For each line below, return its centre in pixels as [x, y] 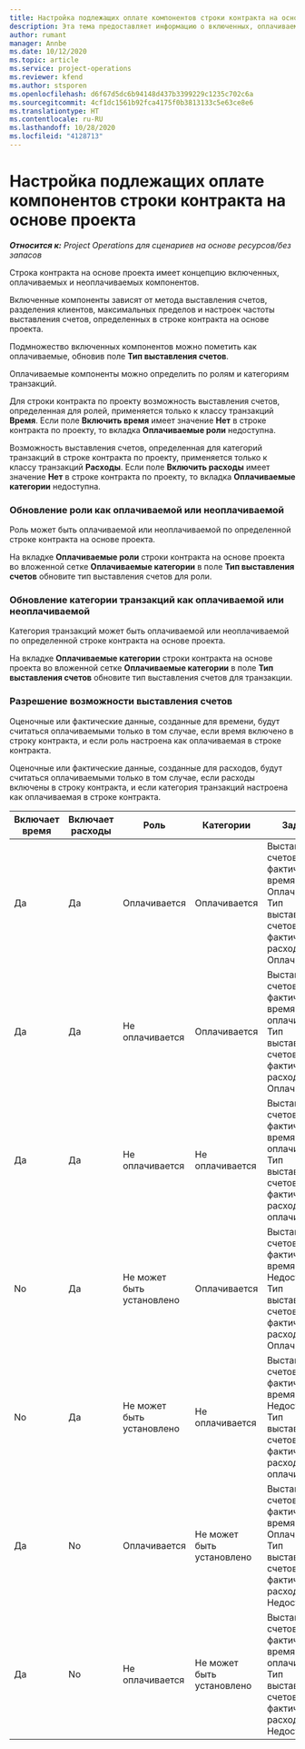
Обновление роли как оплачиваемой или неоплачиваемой [147, 510]
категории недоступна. [55, 486]
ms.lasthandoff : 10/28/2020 [63, 128]
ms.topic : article [44, 60]
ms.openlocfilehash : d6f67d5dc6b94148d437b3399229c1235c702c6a [132, 94]
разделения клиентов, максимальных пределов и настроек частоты [142, 309]
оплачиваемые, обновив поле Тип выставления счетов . [119, 356]
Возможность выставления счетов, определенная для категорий [136, 448]
